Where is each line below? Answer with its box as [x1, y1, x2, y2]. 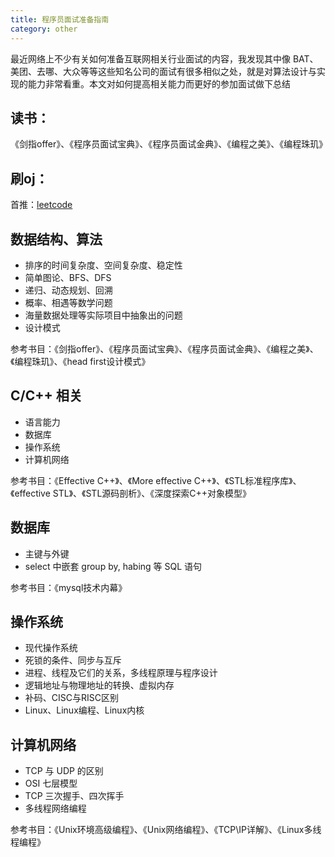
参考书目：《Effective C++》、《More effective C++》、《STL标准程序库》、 [10, 474, 302, 486]
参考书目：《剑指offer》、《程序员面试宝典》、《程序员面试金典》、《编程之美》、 [10, 342, 319, 355]
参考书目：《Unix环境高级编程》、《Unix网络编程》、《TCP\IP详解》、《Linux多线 [10, 824, 322, 836]
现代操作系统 [24, 642, 78, 654]
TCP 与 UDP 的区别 [24, 765, 104, 777]
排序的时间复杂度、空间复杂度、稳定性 [24, 259, 183, 271]
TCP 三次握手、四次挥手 [24, 790, 125, 802]
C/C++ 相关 [10, 387, 83, 405]
